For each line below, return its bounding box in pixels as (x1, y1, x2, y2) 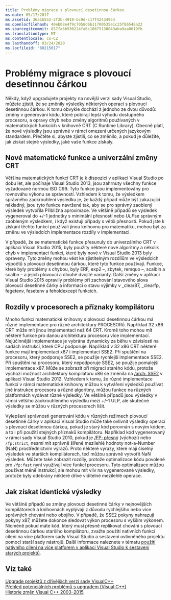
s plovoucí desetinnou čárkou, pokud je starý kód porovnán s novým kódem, (5, 424, 166, 430)
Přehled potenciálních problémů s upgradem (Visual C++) (5, 583, 127, 590)
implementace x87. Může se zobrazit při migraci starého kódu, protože (5, 365, 154, 371)
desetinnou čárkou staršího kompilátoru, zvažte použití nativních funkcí (5, 528, 156, 534)
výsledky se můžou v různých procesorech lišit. (5, 403, 106, 409)
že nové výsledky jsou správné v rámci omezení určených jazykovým (5, 128, 151, 134)
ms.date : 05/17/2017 (5, 12, 50, 17)
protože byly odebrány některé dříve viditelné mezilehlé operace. (5, 473, 142, 479)
